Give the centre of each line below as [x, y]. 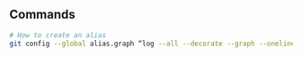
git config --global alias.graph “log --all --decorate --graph [132, 44]
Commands [43, 15]
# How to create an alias [58, 35]
